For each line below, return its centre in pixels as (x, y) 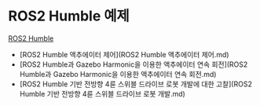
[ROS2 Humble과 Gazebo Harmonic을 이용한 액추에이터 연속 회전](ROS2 (134, 64)
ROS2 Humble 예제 (69, 16)
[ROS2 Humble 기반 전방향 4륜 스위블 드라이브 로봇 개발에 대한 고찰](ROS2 (136, 84)
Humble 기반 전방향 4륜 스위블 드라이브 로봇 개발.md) (103, 93)
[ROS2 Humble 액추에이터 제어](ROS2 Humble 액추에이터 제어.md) (124, 54)
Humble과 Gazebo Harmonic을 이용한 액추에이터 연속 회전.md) (118, 74)
